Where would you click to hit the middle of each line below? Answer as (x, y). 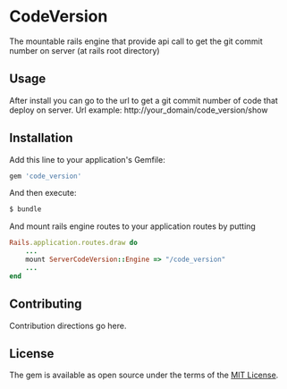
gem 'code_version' (46, 176)
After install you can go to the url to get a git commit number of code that (144, 100)
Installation (41, 138)
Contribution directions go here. (68, 326)
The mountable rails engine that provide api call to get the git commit (136, 41)
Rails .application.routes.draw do (74, 243)
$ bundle (25, 209)
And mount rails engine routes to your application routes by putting (133, 226)
